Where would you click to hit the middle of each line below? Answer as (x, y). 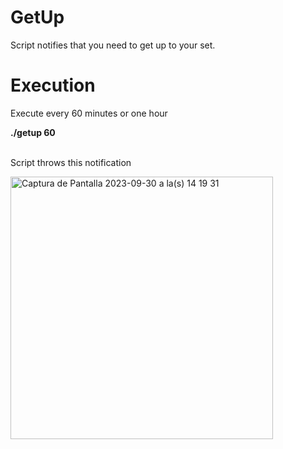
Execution (53, 85)
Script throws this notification (71, 162)
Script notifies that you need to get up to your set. (113, 45)
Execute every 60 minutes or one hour (89, 113)
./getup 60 (33, 132)
